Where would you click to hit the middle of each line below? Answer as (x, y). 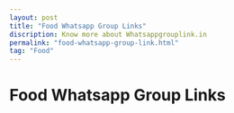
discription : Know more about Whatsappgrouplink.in (108, 34)
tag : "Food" (31, 51)
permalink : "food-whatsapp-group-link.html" (94, 43)
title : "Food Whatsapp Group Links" (78, 26)
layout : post (34, 17)
